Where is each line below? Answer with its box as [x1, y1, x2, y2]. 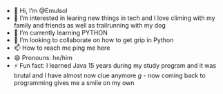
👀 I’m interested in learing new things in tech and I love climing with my [13, 14, 215, 22]
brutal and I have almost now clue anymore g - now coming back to [13, 71, 206, 79]
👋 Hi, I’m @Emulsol [13, 7, 68, 15]
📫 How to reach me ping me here [13, 44, 110, 52]
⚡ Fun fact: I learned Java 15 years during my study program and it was [13, 62, 216, 69]
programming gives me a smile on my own [13, 79, 135, 86]
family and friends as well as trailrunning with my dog [13, 21, 166, 29]
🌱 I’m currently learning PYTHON [13, 28, 108, 37]
